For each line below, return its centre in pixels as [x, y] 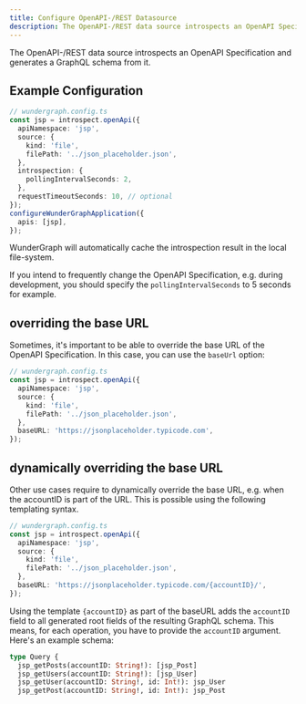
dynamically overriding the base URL [116, 467]
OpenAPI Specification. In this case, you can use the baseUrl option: [138, 355]
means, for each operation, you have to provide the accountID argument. [145, 630]
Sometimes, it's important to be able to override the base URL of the [138, 345]
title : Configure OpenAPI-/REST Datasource [93, 18]
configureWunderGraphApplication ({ [77, 213]
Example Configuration [76, 91]
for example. [33, 295]
